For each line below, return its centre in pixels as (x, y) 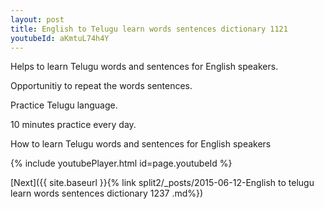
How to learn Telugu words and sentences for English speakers (141, 144)
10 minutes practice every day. (73, 125)
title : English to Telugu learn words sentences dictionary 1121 (149, 29)
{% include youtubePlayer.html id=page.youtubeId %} (121, 163)
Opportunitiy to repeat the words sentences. (101, 86)
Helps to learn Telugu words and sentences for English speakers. (144, 67)
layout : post (37, 19)
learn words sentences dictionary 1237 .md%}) (107, 193)
